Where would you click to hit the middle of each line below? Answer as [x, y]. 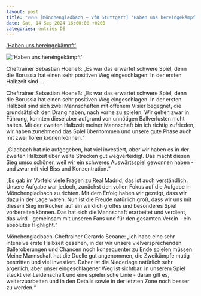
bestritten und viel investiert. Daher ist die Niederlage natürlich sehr [90, 262]
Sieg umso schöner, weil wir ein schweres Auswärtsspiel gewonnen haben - [100, 162]
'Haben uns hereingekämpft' [41, 46]
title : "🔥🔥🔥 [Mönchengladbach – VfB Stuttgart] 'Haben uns [82, 17]
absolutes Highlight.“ [32, 225]
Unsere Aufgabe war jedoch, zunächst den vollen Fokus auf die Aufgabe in [99, 187]
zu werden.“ [21, 288]
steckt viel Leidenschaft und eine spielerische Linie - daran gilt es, [88, 275]
